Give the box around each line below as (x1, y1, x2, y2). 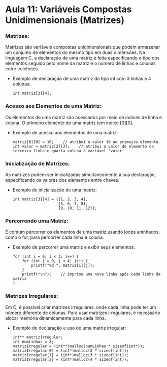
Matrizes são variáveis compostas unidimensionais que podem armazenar (5, 44, 160, 50)
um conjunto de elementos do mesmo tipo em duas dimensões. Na (5, 49, 146, 55)
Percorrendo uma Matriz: (5, 217, 69, 224)
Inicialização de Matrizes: (5, 160, 70, 167)
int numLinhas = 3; (12, 339, 54, 344)
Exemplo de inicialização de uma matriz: (12, 187, 97, 193)
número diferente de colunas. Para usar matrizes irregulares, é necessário (5, 309, 160, 316)
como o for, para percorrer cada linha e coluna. (5, 234, 104, 240)
